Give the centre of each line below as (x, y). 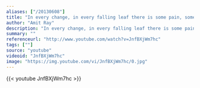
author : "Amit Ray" (30, 23)
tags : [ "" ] (20, 45)
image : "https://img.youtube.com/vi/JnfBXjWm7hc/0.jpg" (77, 61)
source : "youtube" (29, 51)
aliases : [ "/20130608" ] (36, 12)
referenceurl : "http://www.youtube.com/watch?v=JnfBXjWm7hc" (84, 39)
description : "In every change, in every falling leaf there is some (94, 28)
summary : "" (21, 34)
